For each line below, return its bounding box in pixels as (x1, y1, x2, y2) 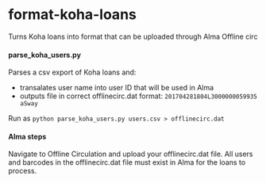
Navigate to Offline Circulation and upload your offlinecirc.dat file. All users (8, 149, 253, 159)
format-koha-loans (8, 6, 137, 24)
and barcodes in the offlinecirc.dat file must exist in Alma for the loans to (8, 158, 246, 167)
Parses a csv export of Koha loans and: (8, 67, 137, 77)
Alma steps (8, 132, 47, 141)
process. (8, 166, 37, 176)
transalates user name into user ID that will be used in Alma (19, 83, 214, 93)
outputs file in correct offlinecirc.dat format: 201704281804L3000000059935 (19, 91, 258, 101)
